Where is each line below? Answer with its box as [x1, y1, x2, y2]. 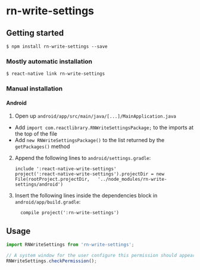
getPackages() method [14, 143, 70, 150]
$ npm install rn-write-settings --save [6, 43, 108, 49]
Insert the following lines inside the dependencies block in [14, 192, 158, 199]
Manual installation [6, 84, 63, 93]
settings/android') [14, 181, 64, 188]
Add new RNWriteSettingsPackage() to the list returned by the [14, 137, 165, 144]
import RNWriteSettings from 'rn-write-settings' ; [6, 242, 135, 248]
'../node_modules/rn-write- [97, 177, 167, 183]
